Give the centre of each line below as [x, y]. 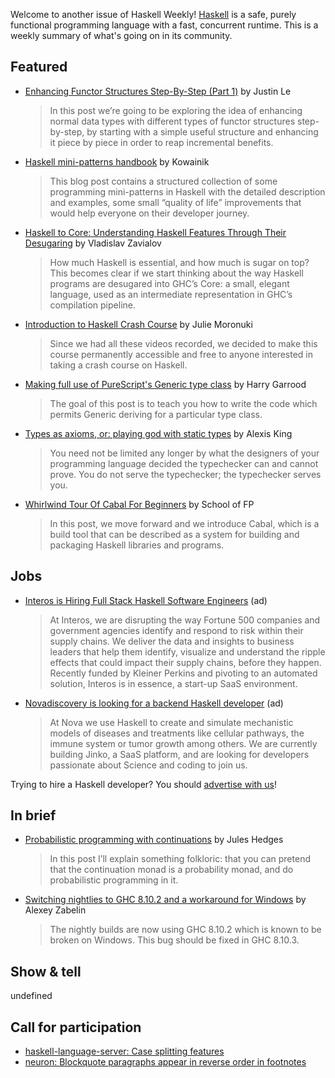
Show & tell [46, 971]
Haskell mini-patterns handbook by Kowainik [117, 161]
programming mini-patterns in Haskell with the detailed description [187, 191]
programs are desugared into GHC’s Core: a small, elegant [169, 283]
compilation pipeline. [92, 305]
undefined [31, 996]
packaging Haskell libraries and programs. [137, 545]
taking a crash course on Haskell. [118, 365]
